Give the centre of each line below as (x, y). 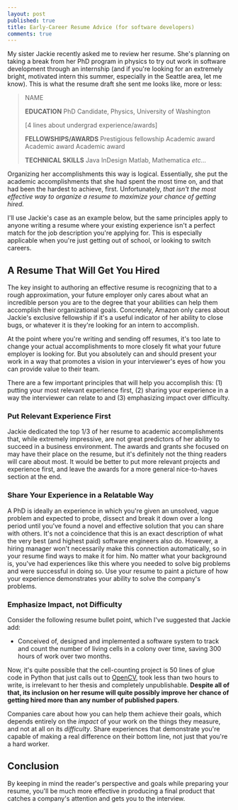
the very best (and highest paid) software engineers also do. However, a (113, 540)
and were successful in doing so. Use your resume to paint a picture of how (118, 571)
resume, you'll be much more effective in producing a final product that (111, 791)
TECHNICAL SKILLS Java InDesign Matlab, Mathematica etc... (115, 160)
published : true (31, 21)
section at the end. (35, 477)
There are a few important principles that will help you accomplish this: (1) (115, 383)
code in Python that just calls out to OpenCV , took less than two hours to (113, 677)
